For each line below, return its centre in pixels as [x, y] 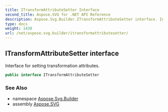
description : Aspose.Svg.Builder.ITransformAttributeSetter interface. [81, 19]
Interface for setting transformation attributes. [52, 65]
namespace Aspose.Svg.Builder [45, 98]
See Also [16, 87]
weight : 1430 [19, 29]
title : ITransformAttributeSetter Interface [52, 10]
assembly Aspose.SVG [36, 104]
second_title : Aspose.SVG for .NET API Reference [58, 15]
